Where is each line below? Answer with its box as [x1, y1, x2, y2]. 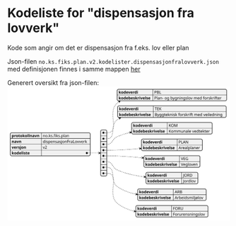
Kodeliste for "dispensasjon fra [7, 5, 194, 21]
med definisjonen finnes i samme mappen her [7, 64, 141, 73]
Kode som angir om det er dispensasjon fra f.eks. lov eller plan [7, 43, 189, 52]
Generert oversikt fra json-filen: [7, 78, 99, 86]
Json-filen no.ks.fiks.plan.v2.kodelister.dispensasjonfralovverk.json [7, 57, 219, 65]
